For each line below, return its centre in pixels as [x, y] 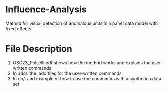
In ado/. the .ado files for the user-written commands [67, 73]
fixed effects [18, 28]
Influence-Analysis [46, 9]
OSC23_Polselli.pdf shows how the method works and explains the [82, 63]
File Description [39, 49]
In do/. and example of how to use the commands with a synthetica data [87, 78]
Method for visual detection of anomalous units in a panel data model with [82, 23]
